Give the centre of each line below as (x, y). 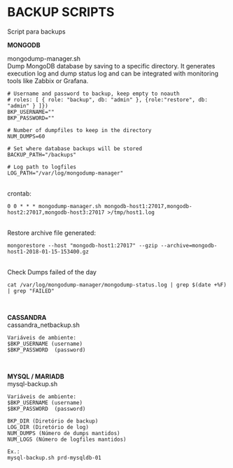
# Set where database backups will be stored (75, 148)
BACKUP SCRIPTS (61, 12)
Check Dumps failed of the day (52, 272)
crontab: (19, 193)
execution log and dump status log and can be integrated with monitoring (113, 73)
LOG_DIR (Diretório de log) (48, 427)
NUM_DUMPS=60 (26, 136)
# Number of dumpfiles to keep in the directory (79, 130)
